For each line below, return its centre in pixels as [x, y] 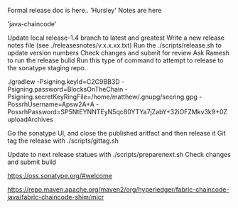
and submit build [32, 162]
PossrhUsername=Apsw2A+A [51, 104]
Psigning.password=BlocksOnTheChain [65, 89]
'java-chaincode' [32, 24]
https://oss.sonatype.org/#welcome [60, 176]
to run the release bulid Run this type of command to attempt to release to [115, 60]
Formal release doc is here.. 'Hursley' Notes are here [85, 10]
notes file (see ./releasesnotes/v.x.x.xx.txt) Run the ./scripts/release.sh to [114, 45]
